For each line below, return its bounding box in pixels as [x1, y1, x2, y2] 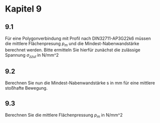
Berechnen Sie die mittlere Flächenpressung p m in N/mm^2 [5, 112, 123, 119]
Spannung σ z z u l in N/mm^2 [5, 52, 59, 59]
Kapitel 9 [5, 3, 42, 15]
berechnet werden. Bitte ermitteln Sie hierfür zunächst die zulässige [5, 47, 141, 53]
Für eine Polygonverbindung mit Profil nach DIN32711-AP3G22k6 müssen [5, 35, 151, 41]
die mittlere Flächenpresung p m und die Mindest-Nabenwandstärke [5, 41, 139, 47]
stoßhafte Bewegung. [5, 85, 48, 91]
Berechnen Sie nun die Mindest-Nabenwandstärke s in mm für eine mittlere [5, 80, 155, 86]
